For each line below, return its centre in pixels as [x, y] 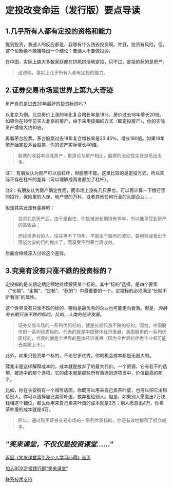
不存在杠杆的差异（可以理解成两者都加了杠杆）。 [60, 179]
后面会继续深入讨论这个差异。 [37, 253]
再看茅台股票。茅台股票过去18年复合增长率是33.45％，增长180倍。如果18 [83, 138]
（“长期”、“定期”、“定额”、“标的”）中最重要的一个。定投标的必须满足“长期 [84, 290]
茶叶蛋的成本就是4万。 [30, 409]
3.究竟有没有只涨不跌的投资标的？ [59, 271]
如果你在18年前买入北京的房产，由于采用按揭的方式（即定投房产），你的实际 [85, 121]
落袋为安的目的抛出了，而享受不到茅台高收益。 [67, 242]
